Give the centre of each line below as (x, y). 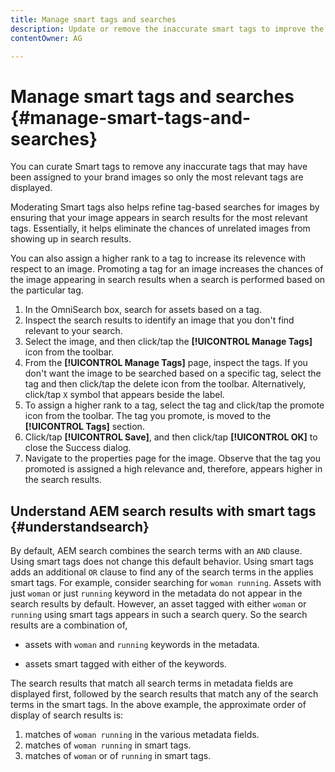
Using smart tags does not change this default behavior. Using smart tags (162, 562)
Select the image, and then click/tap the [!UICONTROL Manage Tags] (168, 342)
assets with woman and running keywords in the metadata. (142, 645)
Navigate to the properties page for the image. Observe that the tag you (173, 458)
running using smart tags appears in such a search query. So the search (159, 615)
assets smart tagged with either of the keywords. (125, 664)
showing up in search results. (71, 239)
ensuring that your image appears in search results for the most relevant (159, 218)
